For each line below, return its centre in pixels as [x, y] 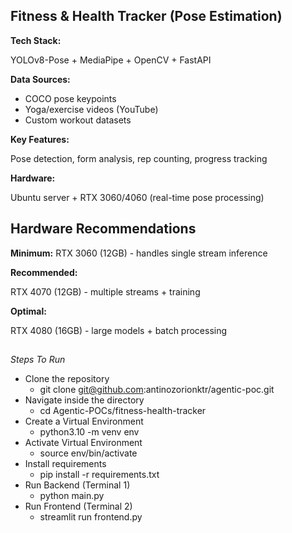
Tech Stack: [36, 40]
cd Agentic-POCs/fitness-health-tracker [123, 411]
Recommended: [44, 272]
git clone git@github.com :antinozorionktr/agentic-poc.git [157, 390]
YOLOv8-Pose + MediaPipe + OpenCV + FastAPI [111, 60]
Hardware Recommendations [103, 229]
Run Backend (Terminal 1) [77, 485]
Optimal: [28, 311]
